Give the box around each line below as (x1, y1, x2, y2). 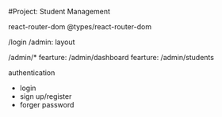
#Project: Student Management (8, 7, 111, 16)
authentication (8, 68, 55, 77)
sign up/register (19, 92, 72, 101)
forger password (19, 100, 75, 109)
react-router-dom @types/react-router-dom (8, 22, 152, 31)
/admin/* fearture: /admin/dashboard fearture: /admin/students (8, 53, 214, 62)
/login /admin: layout (8, 37, 75, 47)
